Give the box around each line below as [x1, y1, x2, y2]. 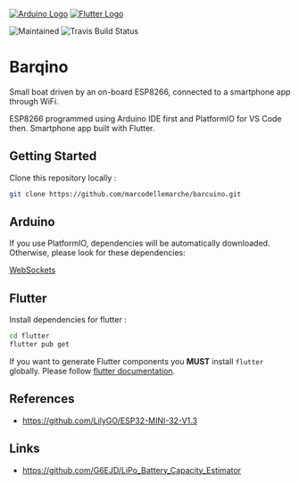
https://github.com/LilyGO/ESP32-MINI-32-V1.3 [21, 415, 198, 426]
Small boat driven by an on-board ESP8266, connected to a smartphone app [9, 86, 291, 97]
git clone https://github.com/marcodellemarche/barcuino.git [9, 189, 242, 198]
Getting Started [9, 148, 97, 164]
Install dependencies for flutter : [9, 314, 127, 325]
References [9, 391, 75, 406]
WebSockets [9, 264, 56, 276]
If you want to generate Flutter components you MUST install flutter [9, 356, 264, 366]
